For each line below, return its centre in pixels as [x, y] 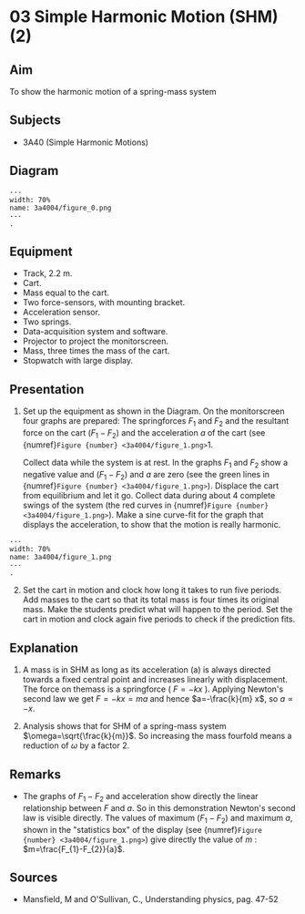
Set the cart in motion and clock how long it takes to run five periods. [152, 591]
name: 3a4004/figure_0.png [61, 208]
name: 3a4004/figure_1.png [61, 558]
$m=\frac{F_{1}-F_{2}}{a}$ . [74, 848]
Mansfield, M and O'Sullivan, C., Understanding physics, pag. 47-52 [150, 899]
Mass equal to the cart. [66, 293]
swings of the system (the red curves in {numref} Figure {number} [145, 505]
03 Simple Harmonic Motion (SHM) [144, 17]
